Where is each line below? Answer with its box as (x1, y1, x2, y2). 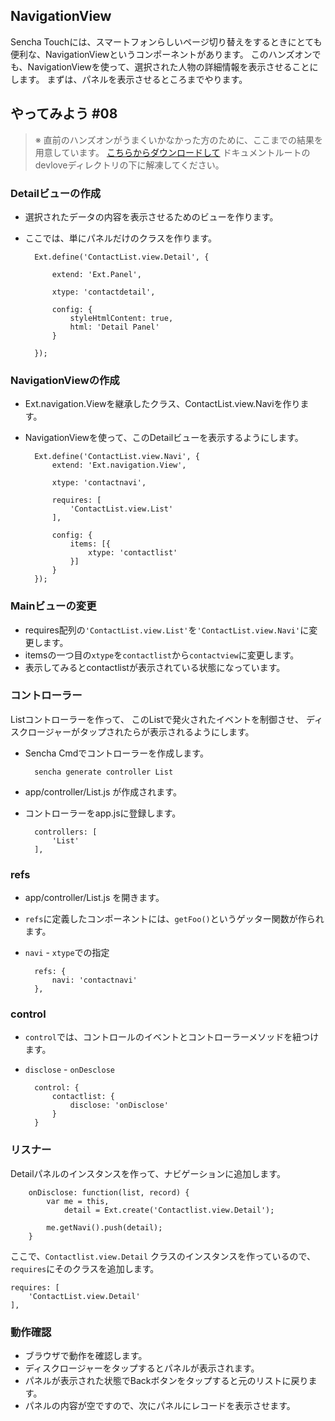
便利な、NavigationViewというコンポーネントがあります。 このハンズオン (10, 48, 313, 60)
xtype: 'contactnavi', (51, 478, 147, 488)
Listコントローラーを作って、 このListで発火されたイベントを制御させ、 (10, 713, 305, 725)
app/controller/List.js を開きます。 (24, 892, 165, 904)
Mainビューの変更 (10, 599, 97, 613)
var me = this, (46, 1196, 110, 1206)
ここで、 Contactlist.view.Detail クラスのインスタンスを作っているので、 (10, 1250, 316, 1262)
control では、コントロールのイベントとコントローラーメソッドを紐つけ (24, 1031, 320, 1043)
